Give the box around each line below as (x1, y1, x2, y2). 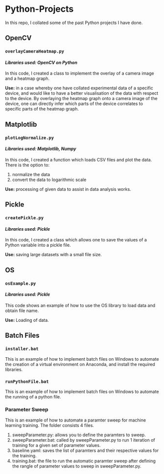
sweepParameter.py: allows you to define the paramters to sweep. (12, 432, 146, 438)
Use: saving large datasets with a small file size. (5, 252, 102, 258)
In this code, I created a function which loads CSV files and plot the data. (5, 157, 152, 162)
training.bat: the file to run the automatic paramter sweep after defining (12, 458, 156, 464)
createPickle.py (5, 215, 44, 221)
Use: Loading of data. (5, 317, 49, 323)
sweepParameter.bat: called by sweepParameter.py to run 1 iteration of (12, 437, 155, 443)
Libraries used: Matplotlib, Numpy (5, 146, 76, 152)
